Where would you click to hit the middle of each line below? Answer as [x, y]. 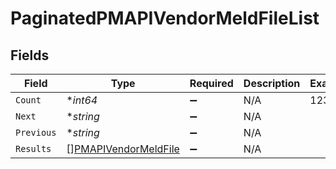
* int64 [82, 100]
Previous [36, 132]
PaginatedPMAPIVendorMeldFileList [165, 18]
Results [33, 148]
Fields [30, 55]
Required [211, 83]
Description [272, 83]
